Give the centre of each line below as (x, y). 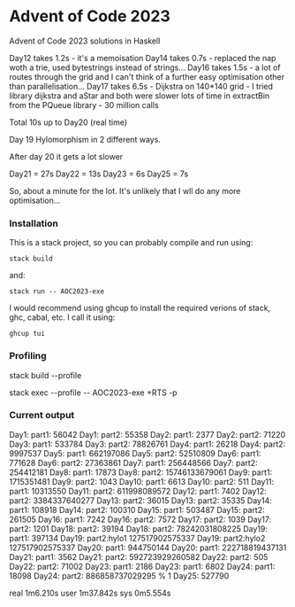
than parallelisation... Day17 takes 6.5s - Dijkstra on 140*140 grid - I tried (141, 86)
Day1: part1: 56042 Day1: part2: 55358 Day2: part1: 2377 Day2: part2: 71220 (147, 434)
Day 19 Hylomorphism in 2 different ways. (85, 139)
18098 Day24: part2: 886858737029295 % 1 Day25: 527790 (119, 576)
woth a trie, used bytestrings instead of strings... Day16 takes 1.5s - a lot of (145, 67)
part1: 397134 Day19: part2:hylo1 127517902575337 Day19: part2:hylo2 (137, 538)
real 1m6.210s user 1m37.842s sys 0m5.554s (90, 593)
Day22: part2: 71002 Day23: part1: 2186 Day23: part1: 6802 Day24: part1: (142, 566)
